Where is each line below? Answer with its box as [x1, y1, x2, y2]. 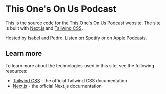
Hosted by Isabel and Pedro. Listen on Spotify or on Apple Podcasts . [5, 35, 147, 41]
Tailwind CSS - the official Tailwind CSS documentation [12, 77, 127, 83]
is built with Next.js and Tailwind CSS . [5, 25, 84, 31]
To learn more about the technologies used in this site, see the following [5, 62, 154, 68]
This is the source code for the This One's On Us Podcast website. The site [5, 20, 161, 26]
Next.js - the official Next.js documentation [12, 83, 102, 89]
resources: [5, 68, 28, 74]
